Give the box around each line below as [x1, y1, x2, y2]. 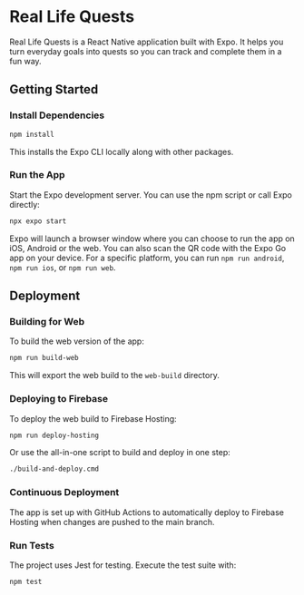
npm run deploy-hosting [9, 431, 100, 440]
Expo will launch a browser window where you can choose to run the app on [9, 233, 295, 244]
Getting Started [9, 82, 99, 97]
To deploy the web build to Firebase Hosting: [9, 413, 177, 424]
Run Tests [9, 539, 54, 551]
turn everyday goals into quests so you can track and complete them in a [9, 45, 282, 56]
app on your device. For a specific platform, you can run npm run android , [9, 252, 285, 263]
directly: [9, 199, 41, 210]
